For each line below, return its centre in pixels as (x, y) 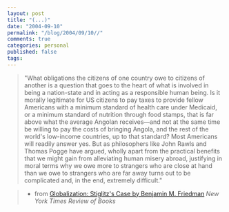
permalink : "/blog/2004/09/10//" (55, 33)
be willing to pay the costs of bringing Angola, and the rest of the (116, 129)
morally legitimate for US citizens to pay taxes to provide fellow (113, 100)
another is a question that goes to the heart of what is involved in (116, 85)
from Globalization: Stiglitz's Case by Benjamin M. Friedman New (127, 193)
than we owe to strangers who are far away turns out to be (107, 173)
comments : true (29, 39)
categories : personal (38, 45)
